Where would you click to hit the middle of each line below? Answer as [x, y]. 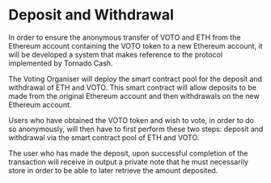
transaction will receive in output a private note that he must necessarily [129, 162]
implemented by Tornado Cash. [61, 63]
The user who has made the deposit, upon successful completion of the [128, 153]
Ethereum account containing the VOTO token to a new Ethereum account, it [135, 45]
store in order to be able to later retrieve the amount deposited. [113, 170]
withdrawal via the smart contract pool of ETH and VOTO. [104, 137]
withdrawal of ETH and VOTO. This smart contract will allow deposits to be [133, 87]
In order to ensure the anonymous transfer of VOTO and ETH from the [125, 37]
